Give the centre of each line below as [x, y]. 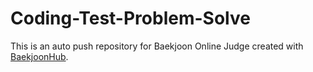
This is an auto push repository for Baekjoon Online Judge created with [157, 46]
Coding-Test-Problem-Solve [130, 18]
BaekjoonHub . [39, 56]
